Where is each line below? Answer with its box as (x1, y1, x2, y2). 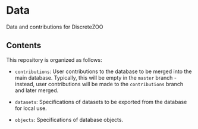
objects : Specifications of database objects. (14, 116, 124, 123)
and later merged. (14, 87, 59, 94)
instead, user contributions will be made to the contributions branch (14, 80, 183, 87)
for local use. (14, 105, 48, 112)
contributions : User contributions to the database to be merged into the (14, 68, 192, 75)
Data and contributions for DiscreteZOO (6, 23, 103, 30)
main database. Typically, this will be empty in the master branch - (14, 74, 177, 81)
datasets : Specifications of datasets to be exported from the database (14, 98, 187, 105)
